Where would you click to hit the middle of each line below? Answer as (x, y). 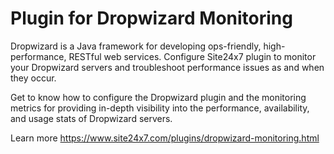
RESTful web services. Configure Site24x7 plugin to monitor (192, 56)
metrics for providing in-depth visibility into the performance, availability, (160, 108)
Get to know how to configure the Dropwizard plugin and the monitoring (158, 97)
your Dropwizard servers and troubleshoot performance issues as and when (167, 67)
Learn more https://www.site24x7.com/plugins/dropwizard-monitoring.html (165, 138)
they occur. (33, 78)
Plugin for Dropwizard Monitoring (151, 18)
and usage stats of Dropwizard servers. (91, 118)
